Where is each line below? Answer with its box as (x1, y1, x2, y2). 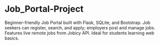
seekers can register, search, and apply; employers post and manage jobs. (4, 24, 156, 30)
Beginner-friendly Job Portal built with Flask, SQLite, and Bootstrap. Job (4, 20, 151, 25)
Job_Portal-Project (4, 3, 84, 15)
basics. (4, 35, 19, 41)
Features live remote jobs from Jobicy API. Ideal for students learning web (4, 30, 155, 36)
